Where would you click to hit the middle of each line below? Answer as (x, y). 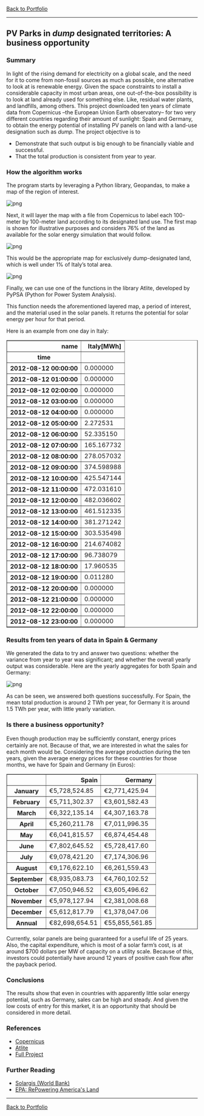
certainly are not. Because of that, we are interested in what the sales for (97, 745)
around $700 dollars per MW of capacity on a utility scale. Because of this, (100, 951)
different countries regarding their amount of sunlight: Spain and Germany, (100, 118)
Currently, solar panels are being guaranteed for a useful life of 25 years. (97, 938)
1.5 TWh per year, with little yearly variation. (61, 709)
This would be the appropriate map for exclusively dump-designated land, (99, 258)
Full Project (29, 1054)
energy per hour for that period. (46, 319)
